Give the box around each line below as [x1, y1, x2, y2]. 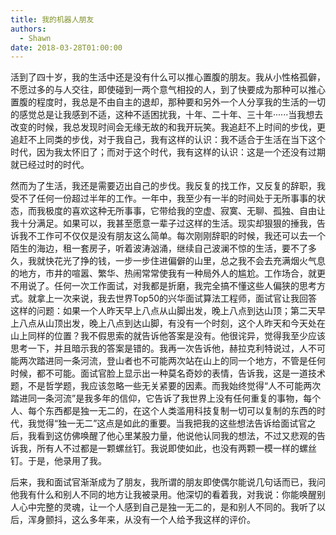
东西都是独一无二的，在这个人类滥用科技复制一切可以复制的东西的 [44, 405, 317, 417]
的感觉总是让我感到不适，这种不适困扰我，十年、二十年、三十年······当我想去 [10, 109, 324, 121]
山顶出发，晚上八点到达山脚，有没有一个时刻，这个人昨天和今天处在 [44, 317, 326, 330]
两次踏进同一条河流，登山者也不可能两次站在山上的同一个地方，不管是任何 [18, 355, 326, 367]
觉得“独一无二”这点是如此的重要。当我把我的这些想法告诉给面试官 [36, 417, 308, 430]
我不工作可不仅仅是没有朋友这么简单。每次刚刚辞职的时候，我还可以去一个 [18, 230, 326, 242]
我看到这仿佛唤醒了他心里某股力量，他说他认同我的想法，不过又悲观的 [27, 430, 317, 442]
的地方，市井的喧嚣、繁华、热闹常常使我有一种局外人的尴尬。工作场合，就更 [10, 267, 326, 280]
